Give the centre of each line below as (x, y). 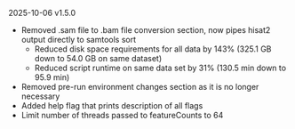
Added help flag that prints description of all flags (112, 105)
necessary (40, 96)
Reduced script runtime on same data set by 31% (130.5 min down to (160, 68)
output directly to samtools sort (79, 40)
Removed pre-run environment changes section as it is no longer (140, 87)
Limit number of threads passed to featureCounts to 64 (122, 115)
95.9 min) (52, 77)
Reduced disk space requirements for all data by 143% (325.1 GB (153, 49)
